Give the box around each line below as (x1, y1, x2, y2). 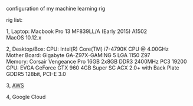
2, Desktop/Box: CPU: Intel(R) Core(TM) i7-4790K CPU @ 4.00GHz (6, 45, 169, 52)
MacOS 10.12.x (6, 34, 42, 41)
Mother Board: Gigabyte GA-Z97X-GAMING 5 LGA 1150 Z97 (6, 52, 151, 58)
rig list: (6, 16, 23, 23)
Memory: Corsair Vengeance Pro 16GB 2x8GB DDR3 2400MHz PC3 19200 (6, 58, 187, 65)
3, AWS (6, 82, 24, 89)
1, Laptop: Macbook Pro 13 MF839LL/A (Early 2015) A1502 (6, 28, 148, 35)
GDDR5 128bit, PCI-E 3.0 (6, 71, 66, 77)
